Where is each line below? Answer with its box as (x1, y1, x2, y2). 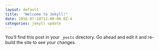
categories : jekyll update (5, 21, 61, 26)
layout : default (5, 7, 39, 12)
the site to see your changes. (16, 40, 76, 46)
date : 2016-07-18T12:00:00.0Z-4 (5, 16, 72, 21)
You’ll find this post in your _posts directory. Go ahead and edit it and (5, 34, 147, 40)
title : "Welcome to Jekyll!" (5, 12, 68, 17)
